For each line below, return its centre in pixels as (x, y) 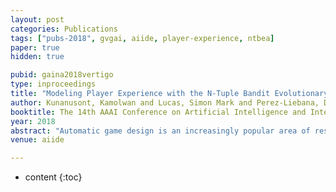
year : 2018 (33, 121)
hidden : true (37, 57)
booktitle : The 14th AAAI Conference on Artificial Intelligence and (158, 112)
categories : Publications (64, 29)
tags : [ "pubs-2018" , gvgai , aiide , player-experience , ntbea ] (142, 38)
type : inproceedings (53, 84)
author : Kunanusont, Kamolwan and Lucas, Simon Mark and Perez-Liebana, (165, 102)
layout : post (37, 19)
